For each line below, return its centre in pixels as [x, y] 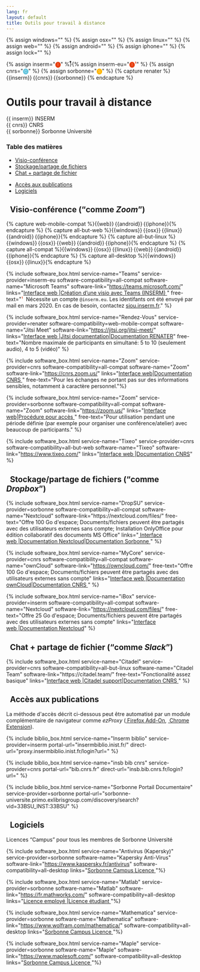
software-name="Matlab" [87, 888]
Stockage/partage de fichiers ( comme [84, 479]
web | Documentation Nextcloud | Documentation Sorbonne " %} [84, 541]
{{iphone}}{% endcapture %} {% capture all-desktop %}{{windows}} [91, 256]
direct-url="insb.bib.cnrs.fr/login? [142, 769]
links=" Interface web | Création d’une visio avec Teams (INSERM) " [88, 293]
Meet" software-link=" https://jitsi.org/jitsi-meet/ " [96, 330]
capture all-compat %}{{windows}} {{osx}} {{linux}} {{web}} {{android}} [94, 249]
